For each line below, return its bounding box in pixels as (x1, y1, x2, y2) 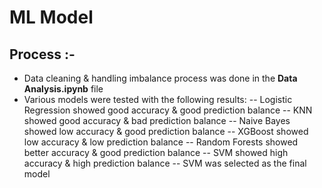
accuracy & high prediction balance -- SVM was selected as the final (23, 157, 307, 169)
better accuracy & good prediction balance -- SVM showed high (23, 147, 289, 158)
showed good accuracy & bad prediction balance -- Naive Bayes (23, 115, 291, 126)
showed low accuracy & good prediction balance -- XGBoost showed (23, 126, 309, 137)
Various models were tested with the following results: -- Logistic (23, 94, 293, 105)
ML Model (9, 6, 94, 29)
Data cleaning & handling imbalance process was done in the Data (23, 72, 298, 84)
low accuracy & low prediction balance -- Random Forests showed (23, 136, 299, 148)
